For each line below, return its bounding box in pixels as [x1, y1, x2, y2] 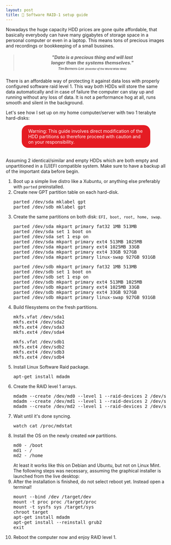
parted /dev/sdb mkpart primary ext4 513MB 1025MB [13, 279, 142, 285]
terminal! [13, 484, 32, 490]
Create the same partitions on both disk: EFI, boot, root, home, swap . [13, 214, 162, 220]
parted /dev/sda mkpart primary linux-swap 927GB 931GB [13, 254, 156, 260]
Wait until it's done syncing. [13, 413, 72, 419]
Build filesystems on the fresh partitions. [13, 304, 98, 310]
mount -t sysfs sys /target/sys [13, 504, 94, 510]
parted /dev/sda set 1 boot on [13, 229, 92, 235]
